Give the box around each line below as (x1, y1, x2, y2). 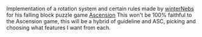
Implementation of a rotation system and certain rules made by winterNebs (6, 5, 194, 12)
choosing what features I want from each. (6, 24, 111, 31)
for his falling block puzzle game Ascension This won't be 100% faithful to (6, 11, 192, 18)
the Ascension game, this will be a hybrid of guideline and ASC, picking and (6, 18, 196, 24)
